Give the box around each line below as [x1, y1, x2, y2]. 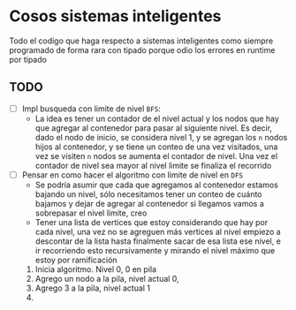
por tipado [9, 54, 47, 64]
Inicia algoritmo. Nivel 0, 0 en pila [34, 263, 157, 275]
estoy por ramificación [34, 254, 118, 265]
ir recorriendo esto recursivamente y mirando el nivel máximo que [34, 245, 276, 255]
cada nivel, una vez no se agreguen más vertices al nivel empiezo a [34, 226, 281, 237]
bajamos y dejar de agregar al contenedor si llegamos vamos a [34, 198, 265, 208]
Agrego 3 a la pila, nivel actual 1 [34, 283, 151, 293]
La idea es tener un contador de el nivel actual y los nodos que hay [34, 113, 280, 124]
